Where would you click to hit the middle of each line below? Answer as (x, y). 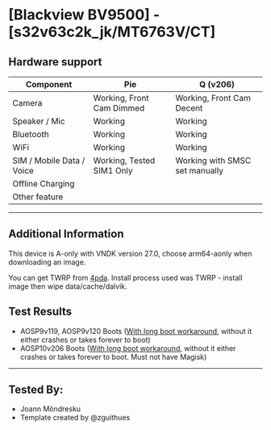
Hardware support (55, 62)
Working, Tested (124, 161)
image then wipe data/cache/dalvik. (68, 286)
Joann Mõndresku (50, 409)
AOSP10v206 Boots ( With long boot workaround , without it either (128, 348)
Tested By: (36, 390)
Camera (27, 103)
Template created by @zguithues (75, 418)
